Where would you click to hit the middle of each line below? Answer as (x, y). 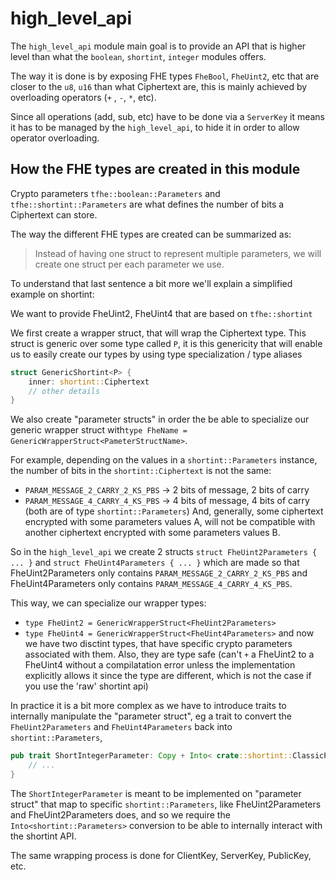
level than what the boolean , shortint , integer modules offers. (138, 56)
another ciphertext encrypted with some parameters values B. (152, 533)
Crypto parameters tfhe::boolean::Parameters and (115, 193)
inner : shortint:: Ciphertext (89, 382)
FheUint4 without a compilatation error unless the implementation (160, 665)
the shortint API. (43, 836)
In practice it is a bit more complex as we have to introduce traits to (148, 706)
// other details (64, 391)
